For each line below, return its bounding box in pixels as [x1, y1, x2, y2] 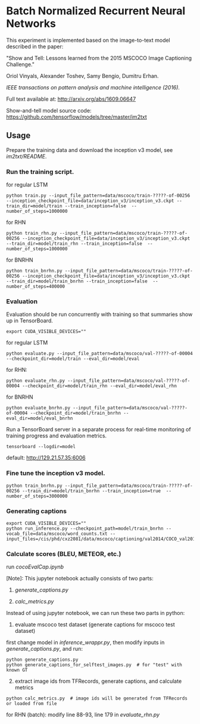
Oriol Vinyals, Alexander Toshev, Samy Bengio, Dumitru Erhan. [6, 72, 159, 79]
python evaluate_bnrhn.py [6, 405, 70, 411]
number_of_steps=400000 [6, 284, 65, 290]
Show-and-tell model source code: [6, 107, 92, 114]
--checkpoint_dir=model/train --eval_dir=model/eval [6, 356, 140, 362]
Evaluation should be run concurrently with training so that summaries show [6, 311, 193, 318]
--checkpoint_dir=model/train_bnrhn [30, 410, 121, 417]
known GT [6, 667, 28, 673]
